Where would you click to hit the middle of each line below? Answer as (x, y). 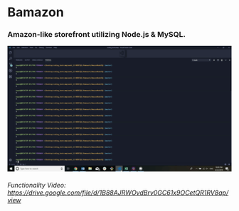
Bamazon (36, 12)
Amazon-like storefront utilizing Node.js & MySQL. (97, 35)
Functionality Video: (37, 186)
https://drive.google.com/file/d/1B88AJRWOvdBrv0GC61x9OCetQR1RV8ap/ (118, 193)
